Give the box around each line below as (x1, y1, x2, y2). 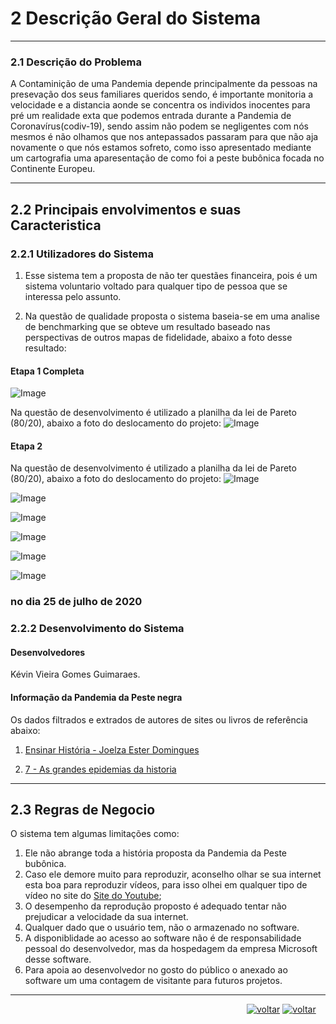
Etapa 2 (10, 440, 43, 452)
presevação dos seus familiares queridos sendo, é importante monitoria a (10, 88, 314, 101)
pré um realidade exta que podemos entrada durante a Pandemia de (10, 110, 292, 122)
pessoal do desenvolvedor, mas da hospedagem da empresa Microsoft (24, 943, 318, 955)
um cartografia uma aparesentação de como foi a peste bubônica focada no (10, 152, 325, 164)
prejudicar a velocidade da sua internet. (24, 911, 189, 923)
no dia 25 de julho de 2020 (10, 595, 143, 609)
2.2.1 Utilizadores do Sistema (10, 247, 155, 261)
